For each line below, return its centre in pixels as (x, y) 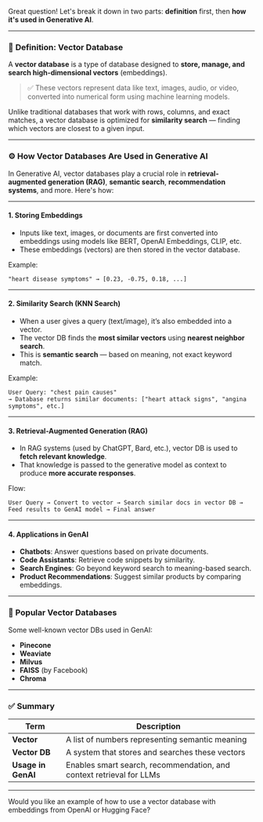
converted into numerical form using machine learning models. (128, 96)
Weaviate (35, 653)
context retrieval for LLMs (113, 775)
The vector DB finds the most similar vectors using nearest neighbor (132, 338)
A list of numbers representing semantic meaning (157, 739)
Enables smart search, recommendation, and (148, 765)
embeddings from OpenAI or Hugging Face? (79, 810)
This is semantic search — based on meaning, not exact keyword (126, 355)
